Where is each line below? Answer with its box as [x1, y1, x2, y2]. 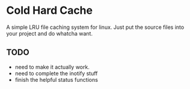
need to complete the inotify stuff [14, 70, 98, 77]
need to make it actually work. [14, 63, 90, 70]
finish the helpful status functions [14, 76, 98, 83]
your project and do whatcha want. [6, 29, 93, 37]
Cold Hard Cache [6, 4, 93, 17]
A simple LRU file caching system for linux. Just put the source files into [6, 23, 185, 31]
